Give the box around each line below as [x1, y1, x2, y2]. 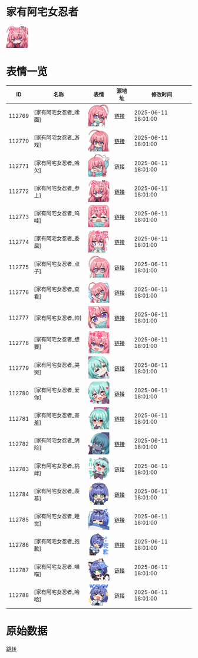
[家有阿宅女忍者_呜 [34, 209, 80, 217]
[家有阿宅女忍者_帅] [34, 314, 82, 321]
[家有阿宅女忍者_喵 [34, 563, 80, 570]
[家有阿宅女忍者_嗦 [34, 109, 80, 116]
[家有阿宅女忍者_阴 [34, 437, 80, 444]
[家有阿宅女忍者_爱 [34, 386, 80, 393]
